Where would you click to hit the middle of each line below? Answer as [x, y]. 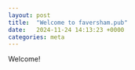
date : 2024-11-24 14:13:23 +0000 [66, 30]
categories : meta [36, 37]
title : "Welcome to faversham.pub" [68, 23]
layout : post [29, 15]
